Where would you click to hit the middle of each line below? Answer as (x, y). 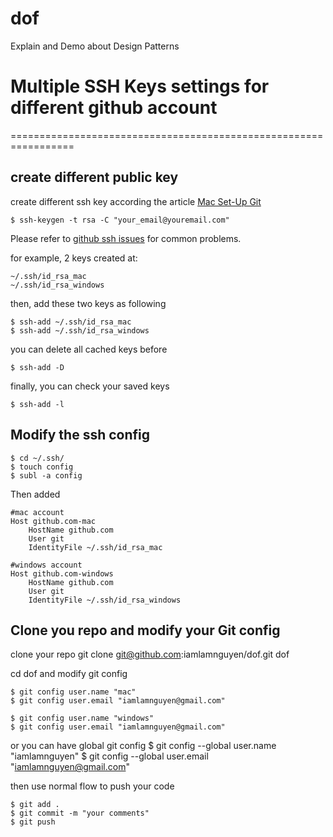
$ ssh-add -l (37, 404)
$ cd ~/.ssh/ (37, 458)
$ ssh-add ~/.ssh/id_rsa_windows (80, 330)
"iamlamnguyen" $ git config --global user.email (109, 756)
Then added (35, 494)
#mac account (37, 512)
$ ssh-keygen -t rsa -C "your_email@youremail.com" (120, 220)
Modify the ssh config (80, 435)
